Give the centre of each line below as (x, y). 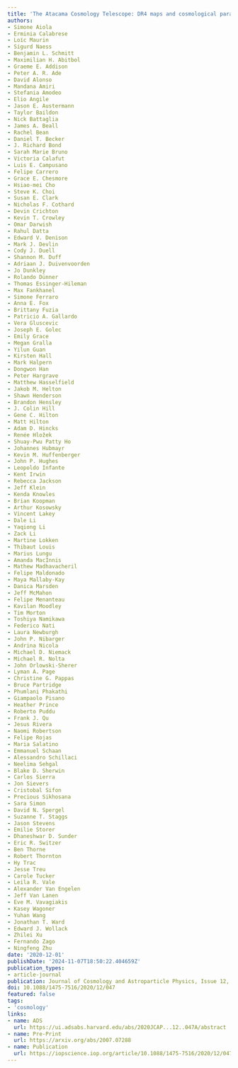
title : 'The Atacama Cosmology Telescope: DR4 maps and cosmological (112, 14)
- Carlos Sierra (31, 777)
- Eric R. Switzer (34, 843)
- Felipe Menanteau (36, 599)
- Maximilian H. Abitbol (44, 60)
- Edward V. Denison (38, 238)
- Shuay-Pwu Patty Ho (39, 442)
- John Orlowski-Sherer (42, 665)
